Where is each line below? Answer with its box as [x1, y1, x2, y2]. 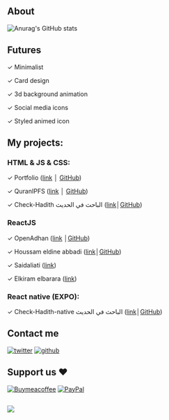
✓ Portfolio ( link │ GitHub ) [7, 173, 82, 182]
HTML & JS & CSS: [7, 157, 71, 167]
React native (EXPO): [7, 292, 80, 302]
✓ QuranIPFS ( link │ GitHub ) [7, 187, 88, 196]
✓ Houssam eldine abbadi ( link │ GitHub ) [7, 247, 122, 256]
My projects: [7, 137, 64, 149]
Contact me [7, 327, 59, 340]
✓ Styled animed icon [7, 116, 70, 125]
